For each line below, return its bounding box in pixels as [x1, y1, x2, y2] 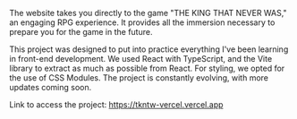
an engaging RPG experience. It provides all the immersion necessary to [9, 17, 276, 28]
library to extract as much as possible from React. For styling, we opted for [9, 63, 285, 73]
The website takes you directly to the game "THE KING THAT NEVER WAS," [9, 8, 288, 18]
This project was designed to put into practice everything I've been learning [9, 44, 289, 55]
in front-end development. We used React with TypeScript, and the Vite [9, 54, 273, 64]
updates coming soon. [9, 82, 92, 92]
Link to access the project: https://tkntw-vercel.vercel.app [9, 99, 224, 110]
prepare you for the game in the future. [9, 27, 153, 37]
